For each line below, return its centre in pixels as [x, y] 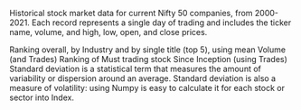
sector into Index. [42, 97]
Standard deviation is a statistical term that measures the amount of [136, 69]
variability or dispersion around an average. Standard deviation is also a [143, 78]
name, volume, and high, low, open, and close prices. [108, 32]
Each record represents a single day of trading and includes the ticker [161, 23]
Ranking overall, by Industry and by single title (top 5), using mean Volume [148, 50]
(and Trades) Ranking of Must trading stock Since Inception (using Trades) [148, 59]
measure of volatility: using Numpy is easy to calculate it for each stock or [147, 88]
